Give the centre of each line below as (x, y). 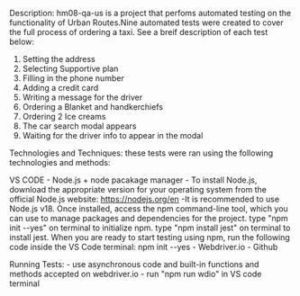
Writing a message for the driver (82, 97)
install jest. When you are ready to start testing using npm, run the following (150, 237)
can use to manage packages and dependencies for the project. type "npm (149, 218)
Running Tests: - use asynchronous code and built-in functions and (134, 264)
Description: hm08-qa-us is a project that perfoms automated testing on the (150, 13)
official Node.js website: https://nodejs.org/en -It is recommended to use (145, 199)
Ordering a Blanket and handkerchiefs (93, 107)
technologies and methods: (60, 162)
